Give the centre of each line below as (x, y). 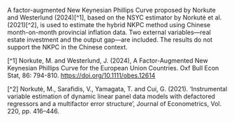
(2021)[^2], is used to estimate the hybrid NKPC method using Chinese (109, 25)
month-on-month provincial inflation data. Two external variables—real (109, 32)
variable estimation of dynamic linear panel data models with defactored (111, 96)
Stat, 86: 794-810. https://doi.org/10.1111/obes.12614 (81, 75)
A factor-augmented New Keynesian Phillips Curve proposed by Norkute (112, 10)
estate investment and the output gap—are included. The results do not (110, 40)
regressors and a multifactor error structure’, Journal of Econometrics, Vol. (115, 104)
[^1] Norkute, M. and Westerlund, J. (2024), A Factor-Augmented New (108, 61)
